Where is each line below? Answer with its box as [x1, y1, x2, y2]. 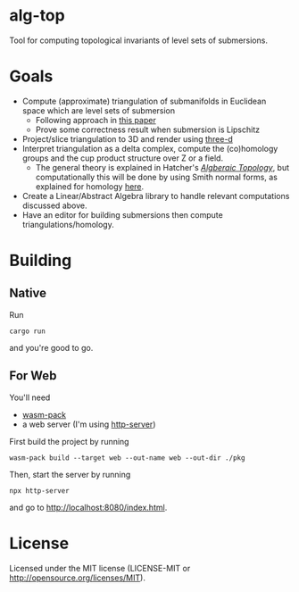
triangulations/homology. [21, 219, 114, 229]
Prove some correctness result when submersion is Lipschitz [35, 124, 261, 135]
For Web [9, 368, 57, 384]
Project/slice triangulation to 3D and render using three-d [21, 133, 234, 144]
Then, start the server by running [9, 469, 131, 479]
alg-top [9, 5, 65, 26]
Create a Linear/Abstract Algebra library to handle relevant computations [21, 190, 290, 201]
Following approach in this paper [35, 114, 156, 125]
